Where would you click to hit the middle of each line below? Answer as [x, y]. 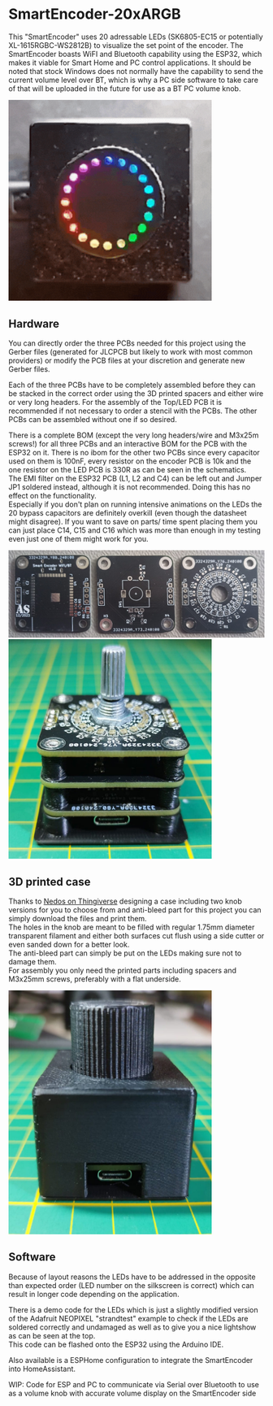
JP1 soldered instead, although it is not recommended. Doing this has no [130, 487]
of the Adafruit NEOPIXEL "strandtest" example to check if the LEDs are [128, 1318]
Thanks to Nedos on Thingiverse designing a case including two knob [125, 901]
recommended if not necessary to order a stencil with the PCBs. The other [133, 411]
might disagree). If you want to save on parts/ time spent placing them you [133, 521]
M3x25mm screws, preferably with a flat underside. [95, 979]
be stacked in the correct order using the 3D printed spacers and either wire [136, 393]
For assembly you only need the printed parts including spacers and [123, 971]
